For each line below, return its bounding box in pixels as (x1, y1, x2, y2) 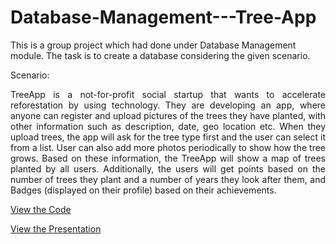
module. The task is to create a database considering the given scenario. (10, 49, 311, 61)
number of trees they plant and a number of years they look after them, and (10, 173, 326, 185)
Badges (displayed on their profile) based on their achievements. (10, 184, 277, 196)
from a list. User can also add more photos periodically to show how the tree (10, 141, 326, 153)
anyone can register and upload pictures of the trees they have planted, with (10, 109, 326, 121)
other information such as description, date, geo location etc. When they (10, 120, 326, 132)
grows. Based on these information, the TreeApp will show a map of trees (10, 152, 326, 164)
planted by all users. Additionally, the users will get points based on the (10, 162, 326, 175)
